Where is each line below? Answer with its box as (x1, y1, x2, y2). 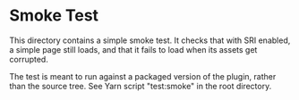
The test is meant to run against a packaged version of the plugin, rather (9, 71, 277, 81)
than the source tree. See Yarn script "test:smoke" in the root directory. (9, 80, 272, 91)
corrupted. (9, 54, 49, 64)
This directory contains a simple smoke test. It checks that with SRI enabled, (9, 35, 291, 46)
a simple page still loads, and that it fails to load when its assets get (9, 44, 258, 54)
